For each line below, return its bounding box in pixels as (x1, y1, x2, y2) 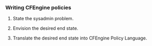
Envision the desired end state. (12, 25, 79, 31)
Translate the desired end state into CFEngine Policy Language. (12, 35, 147, 41)
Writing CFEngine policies (5, 4, 71, 11)
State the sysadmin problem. (12, 16, 74, 22)
